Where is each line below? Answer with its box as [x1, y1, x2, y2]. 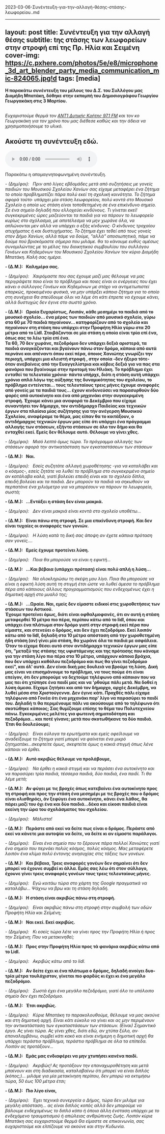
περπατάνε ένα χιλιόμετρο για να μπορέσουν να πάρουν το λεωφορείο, [5, 484, 153, 490]
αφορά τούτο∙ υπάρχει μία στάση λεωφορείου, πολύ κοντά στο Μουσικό [5, 196, 153, 202]
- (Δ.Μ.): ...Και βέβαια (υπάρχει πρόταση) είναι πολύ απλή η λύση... [5, 566, 151, 572]
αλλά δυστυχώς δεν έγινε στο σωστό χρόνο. [5, 299, 97, 305]
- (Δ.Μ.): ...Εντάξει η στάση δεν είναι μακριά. [5, 498, 103, 504]
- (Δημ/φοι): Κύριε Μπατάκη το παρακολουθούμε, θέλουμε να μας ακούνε [5, 1012, 160, 1018]
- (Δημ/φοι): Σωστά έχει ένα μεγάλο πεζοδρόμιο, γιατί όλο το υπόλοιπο [5, 987, 154, 993]
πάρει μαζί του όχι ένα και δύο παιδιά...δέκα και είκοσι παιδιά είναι [5, 801, 148, 807]
